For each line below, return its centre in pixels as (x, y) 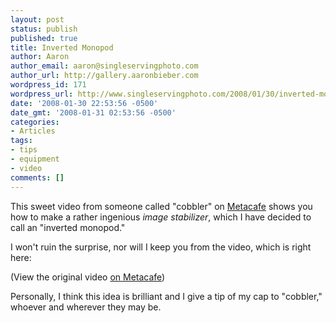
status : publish (44, 29)
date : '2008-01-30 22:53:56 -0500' (84, 103)
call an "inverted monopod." (68, 227)
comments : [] (37, 177)
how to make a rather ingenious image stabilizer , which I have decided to (161, 217)
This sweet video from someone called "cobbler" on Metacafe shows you (161, 206)
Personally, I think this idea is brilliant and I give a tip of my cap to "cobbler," (166, 296)
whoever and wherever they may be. (86, 307)
